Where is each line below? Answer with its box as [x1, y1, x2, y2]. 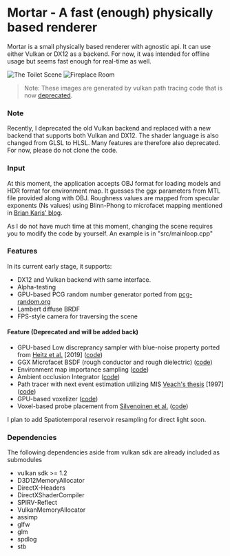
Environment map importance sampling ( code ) [17, 365, 149, 374]
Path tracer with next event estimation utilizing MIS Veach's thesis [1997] [17, 380, 224, 388]
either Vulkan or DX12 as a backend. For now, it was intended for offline [7, 50, 210, 58]
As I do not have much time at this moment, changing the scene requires [7, 222, 213, 230]
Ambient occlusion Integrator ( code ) [17, 373, 121, 381]
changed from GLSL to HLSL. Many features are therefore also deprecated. [7, 139, 220, 147]
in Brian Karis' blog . [7, 209, 63, 217]
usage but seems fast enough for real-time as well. [7, 57, 151, 65]
